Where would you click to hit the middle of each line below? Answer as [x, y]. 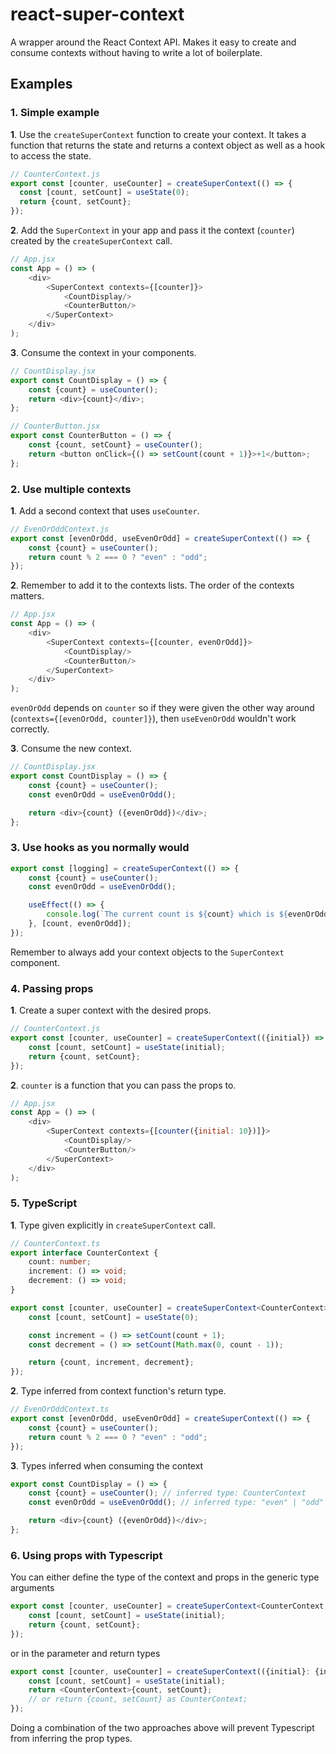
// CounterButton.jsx [55, 426]
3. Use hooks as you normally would [100, 848]
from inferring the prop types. [71, 1739]
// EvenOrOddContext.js [60, 529]
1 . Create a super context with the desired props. [111, 1010]
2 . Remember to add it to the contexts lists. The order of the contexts [152, 585]
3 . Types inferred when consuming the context [107, 1465]
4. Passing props [52, 988]
